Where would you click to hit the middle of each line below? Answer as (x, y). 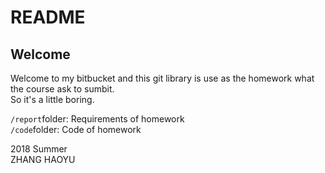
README (48, 17)
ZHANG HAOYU (43, 159)
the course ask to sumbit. (62, 89)
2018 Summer (39, 149)
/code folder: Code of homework (76, 129)
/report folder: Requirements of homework (97, 119)
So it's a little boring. (52, 99)
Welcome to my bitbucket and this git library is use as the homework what (162, 78)
